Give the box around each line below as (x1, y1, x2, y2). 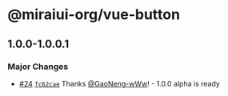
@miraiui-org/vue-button (7, 6, 181, 24)
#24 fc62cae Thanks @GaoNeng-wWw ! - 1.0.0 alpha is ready (18, 79, 221, 88)
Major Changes (7, 61, 69, 72)
